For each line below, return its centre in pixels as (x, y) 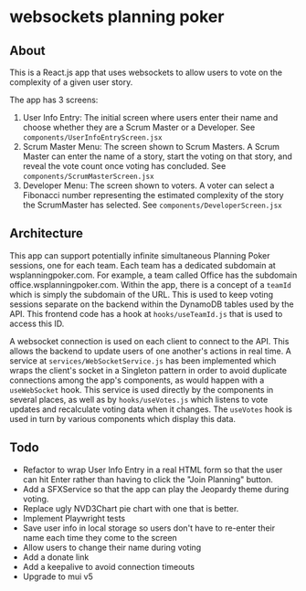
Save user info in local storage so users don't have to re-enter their (149, 528)
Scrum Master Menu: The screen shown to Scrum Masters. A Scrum (151, 147)
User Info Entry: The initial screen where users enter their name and (150, 117)
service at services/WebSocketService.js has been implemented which (143, 360)
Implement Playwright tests (74, 518)
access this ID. (37, 323)
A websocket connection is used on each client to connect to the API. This (149, 341)
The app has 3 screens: (54, 100)
